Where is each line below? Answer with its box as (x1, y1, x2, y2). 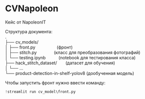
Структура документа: (5, 28, 53, 34)
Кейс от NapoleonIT (5, 19, 46, 25)
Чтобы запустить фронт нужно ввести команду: (5, 79, 106, 86)
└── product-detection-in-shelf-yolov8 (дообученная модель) (5, 70, 134, 76)
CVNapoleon (5, 3, 58, 14)
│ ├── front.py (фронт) (5, 44, 73, 50)
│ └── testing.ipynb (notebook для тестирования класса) (5, 54, 136, 60)
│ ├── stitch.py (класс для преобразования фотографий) (5, 49, 141, 55)
